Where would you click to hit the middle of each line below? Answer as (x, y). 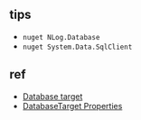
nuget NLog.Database (61, 37)
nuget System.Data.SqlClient (77, 47)
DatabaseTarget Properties (72, 106)
